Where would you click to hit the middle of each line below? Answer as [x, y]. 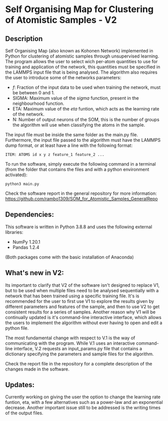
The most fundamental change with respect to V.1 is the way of [70, 338]
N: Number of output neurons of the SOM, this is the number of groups [86, 119]
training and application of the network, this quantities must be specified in [83, 67]
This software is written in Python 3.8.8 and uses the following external [79, 227]
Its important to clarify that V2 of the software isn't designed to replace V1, [82, 285]
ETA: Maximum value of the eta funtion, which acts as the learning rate [86, 109]
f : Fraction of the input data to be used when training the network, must [87, 87]
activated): [16, 175]
